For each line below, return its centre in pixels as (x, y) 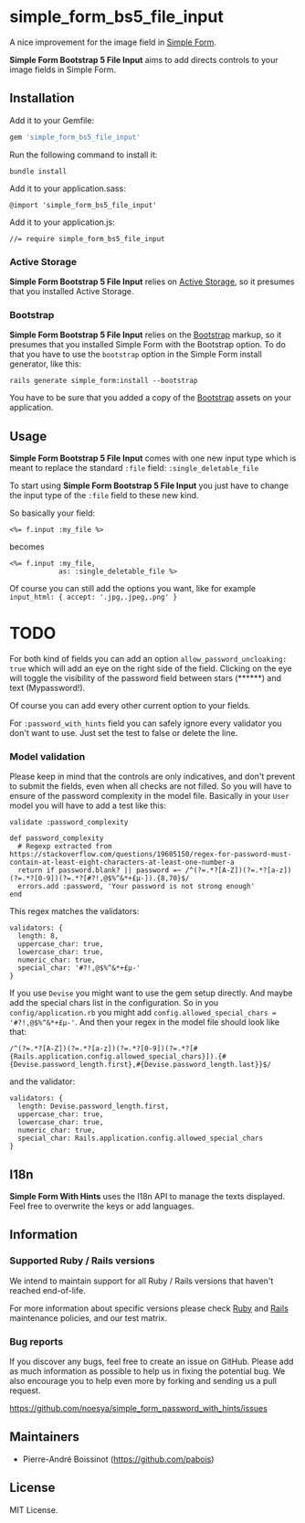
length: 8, (38, 936)
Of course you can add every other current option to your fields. (130, 705)
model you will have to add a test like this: (88, 805)
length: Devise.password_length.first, (94, 1107)
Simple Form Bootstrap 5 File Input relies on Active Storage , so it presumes (152, 282)
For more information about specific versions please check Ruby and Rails (149, 1308)
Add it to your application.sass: (68, 188)
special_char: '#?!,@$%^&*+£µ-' (79, 968)
